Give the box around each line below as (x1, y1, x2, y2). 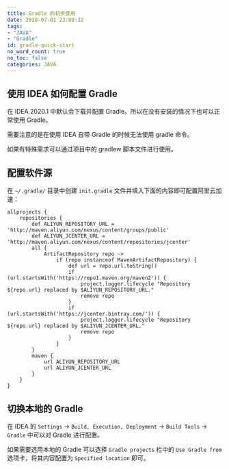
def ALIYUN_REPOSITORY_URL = (31, 220, 115, 228)
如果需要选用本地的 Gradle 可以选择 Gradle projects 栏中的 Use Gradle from (7, 446, 222, 454)
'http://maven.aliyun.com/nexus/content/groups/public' (7, 227, 170, 233)
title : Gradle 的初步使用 (7, 10, 76, 17)
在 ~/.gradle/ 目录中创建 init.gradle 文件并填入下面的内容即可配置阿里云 (7, 186, 217, 195)
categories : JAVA (7, 61, 57, 68)
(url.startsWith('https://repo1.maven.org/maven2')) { (7, 275, 167, 281)
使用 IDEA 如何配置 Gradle (7, 88, 118, 100)
